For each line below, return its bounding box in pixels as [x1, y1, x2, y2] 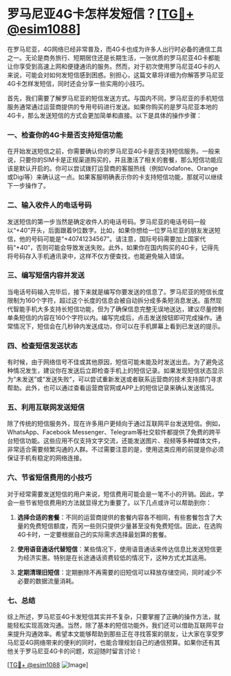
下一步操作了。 [7, 182, 49, 190]
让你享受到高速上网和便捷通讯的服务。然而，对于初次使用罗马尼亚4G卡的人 [7, 62, 221, 70]
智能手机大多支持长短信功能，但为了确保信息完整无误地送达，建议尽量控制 [12, 304, 224, 313]
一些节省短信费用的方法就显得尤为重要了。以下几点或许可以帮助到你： [12, 498, 212, 507]
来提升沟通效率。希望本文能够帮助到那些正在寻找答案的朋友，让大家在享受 [7, 630, 218, 638]
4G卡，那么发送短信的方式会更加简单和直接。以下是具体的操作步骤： [7, 111, 203, 119]
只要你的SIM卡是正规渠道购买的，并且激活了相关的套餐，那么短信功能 [19, 156, 217, 164]
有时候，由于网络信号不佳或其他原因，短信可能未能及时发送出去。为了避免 [7, 358, 218, 366]
